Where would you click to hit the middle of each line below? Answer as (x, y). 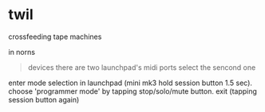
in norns (22, 52)
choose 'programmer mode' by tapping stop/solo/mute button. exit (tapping (133, 91)
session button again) (44, 99)
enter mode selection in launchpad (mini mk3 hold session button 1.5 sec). (131, 83)
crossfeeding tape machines (55, 37)
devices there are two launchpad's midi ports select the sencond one (142, 67)
